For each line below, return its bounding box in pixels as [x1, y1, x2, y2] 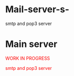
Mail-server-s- [5, 4, 70, 15]
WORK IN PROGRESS [5, 55, 50, 61]
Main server [5, 38, 58, 50]
